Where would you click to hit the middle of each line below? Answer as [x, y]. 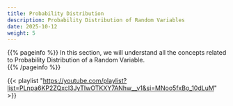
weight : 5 [22, 33]
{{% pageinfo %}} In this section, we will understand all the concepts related [117, 53]
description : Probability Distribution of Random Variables [96, 20]
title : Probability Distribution [56, 14]
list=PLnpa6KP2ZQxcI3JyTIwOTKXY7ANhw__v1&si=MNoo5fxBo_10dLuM [111, 88]
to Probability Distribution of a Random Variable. [76, 60]
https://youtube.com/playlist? [85, 81]
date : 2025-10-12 [32, 26]
